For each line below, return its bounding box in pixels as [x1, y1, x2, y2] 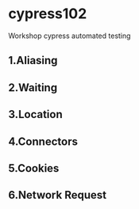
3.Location [8, 108, 63, 121]
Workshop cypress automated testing [8, 31, 131, 40]
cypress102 [8, 5, 87, 23]
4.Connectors [8, 135, 78, 148]
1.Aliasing [8, 54, 58, 67]
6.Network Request [8, 188, 107, 202]
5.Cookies [8, 161, 60, 175]
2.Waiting [8, 81, 58, 94]
